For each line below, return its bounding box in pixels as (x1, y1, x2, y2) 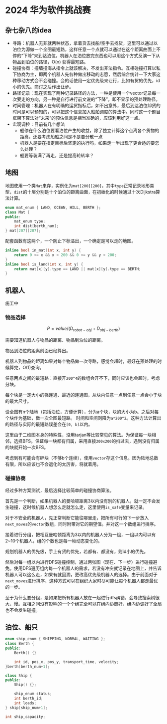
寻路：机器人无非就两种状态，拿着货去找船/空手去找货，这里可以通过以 (12, 40, 158, 46)
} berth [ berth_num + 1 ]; (5, 664, 50, 669)
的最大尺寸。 (5, 398, 31, 404)
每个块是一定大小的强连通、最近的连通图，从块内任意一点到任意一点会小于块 (5, 392, 162, 398)
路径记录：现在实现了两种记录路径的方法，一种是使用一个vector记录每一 (12, 90, 161, 96)
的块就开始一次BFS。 (5, 445, 49, 451)
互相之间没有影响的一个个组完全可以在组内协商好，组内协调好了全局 (22, 601, 162, 607)
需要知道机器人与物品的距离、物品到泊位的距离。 (5, 337, 105, 343)
